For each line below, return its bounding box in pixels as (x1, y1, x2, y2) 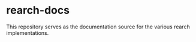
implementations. (6, 29, 49, 36)
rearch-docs (6, 4, 70, 17)
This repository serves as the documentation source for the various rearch (6, 23, 190, 30)
